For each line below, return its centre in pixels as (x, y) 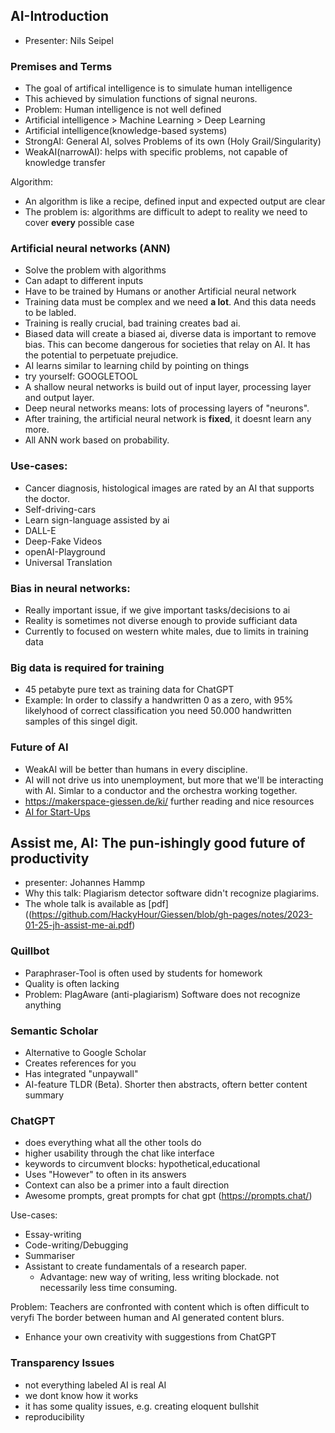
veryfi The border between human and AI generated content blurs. (147, 1318)
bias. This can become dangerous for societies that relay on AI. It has (167, 345)
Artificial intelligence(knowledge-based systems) (126, 131)
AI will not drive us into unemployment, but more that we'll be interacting (174, 780)
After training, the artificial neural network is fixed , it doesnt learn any (168, 419)
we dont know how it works (81, 1395)
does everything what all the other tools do (113, 1143)
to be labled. (50, 313)
